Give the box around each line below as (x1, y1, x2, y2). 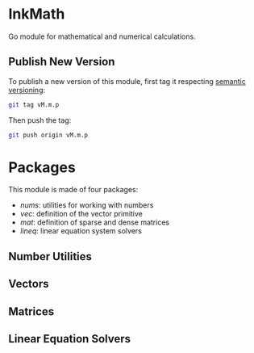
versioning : (8, 85, 46, 95)
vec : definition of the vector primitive (19, 209, 144, 219)
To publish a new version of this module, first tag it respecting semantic (8, 76, 246, 86)
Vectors (8, 277, 49, 291)
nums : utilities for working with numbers (19, 200, 154, 210)
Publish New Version (8, 55, 115, 69)
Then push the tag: (8, 115, 72, 125)
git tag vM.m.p (8, 100, 60, 109)
